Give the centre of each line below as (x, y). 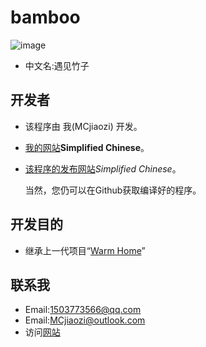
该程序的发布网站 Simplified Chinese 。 (103, 168)
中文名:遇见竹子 (57, 65)
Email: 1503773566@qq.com (83, 310)
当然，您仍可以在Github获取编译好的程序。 (113, 190)
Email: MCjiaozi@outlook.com (85, 320)
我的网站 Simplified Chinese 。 (87, 147)
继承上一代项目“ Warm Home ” (85, 250)
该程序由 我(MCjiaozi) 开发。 (83, 126)
